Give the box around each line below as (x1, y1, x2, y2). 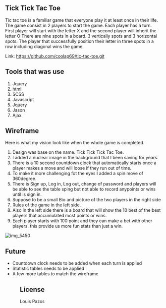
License (19, 285, 45, 294)
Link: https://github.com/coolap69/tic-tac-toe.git (5, 53, 105, 59)
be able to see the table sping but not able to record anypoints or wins (12, 186, 156, 192)
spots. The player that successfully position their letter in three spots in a (5, 38, 154, 44)
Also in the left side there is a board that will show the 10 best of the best (12, 207, 161, 213)
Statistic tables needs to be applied (12, 265, 84, 272)
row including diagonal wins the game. (5, 43, 84, 49)
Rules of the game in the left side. (12, 202, 81, 208)
